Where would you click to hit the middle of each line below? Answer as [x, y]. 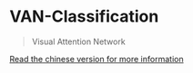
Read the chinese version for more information [96, 59]
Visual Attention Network [78, 41]
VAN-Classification [84, 17]
